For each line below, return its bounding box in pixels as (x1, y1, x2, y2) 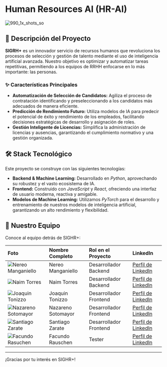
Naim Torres (49, 278, 78, 285)
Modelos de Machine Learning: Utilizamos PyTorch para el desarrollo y (12, 196, 160, 202)
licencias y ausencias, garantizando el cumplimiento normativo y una (12, 129, 154, 135)
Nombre (49, 246, 69, 253)
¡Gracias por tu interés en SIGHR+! (5, 356, 76, 362)
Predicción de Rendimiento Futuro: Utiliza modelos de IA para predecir (12, 109, 159, 115)
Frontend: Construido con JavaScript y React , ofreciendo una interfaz (12, 186, 157, 192)
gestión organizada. (12, 135, 54, 141)
